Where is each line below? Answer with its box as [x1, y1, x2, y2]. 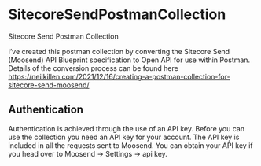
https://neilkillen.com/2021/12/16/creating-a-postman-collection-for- [8, 72, 230, 81]
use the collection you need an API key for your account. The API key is [8, 132, 240, 142]
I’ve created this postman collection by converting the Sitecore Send [8, 46, 230, 56]
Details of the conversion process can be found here [8, 63, 178, 72]
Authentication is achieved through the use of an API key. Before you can [8, 124, 245, 133]
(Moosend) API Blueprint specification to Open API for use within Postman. [8, 55, 250, 65]
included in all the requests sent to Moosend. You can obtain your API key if [8, 140, 253, 150]
